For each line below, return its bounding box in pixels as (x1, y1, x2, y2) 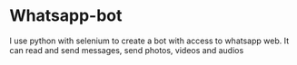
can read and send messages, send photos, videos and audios (9, 44, 244, 55)
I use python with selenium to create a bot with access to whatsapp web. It (9, 35, 289, 46)
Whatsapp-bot (9, 5, 123, 26)
